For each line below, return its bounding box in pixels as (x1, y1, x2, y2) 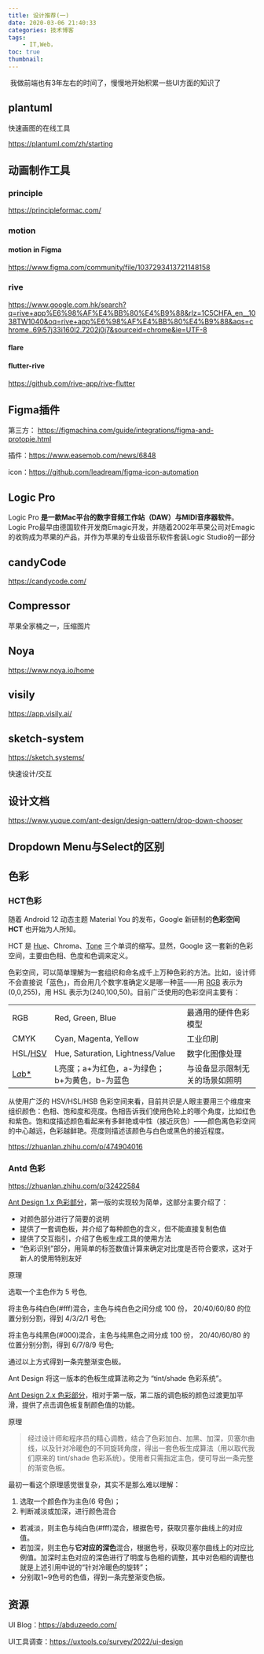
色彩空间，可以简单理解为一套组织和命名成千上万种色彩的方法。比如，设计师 (8, 968, 256, 977)
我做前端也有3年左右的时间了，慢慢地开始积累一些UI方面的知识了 (9, 78, 222, 87)
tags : (8, 33, 26, 42)
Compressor (8, 599, 71, 612)
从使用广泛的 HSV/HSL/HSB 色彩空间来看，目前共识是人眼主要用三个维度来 (8, 1097, 251, 1106)
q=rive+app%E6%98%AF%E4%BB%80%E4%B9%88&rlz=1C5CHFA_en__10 (8, 308, 256, 317)
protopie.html (8, 435, 52, 444)
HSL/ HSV (12, 1048, 47, 1059)
